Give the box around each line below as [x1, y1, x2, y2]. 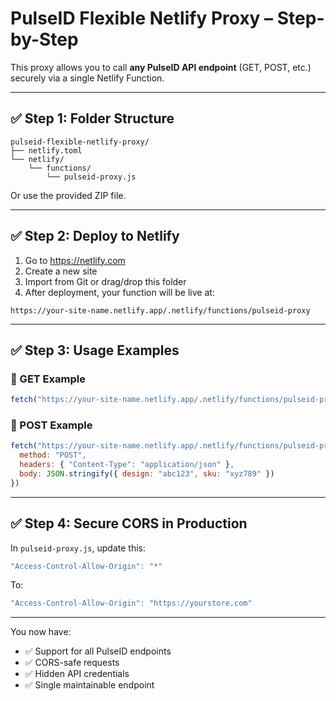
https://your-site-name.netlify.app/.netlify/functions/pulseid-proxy [10, 305, 311, 316]
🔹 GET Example [10, 372, 86, 386]
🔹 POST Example [10, 418, 93, 432]
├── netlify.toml [10, 145, 83, 156]
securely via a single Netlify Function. [10, 72, 165, 84]
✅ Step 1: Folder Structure [10, 110, 175, 127]
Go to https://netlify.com [24, 254, 126, 266]
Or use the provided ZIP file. [10, 189, 127, 201]
